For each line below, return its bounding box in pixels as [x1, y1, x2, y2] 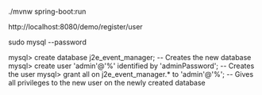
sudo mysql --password [8, 37, 87, 47]
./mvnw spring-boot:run [8, 7, 87, 16]
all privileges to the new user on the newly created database [8, 78, 206, 87]
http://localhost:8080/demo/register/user [8, 22, 143, 31]
